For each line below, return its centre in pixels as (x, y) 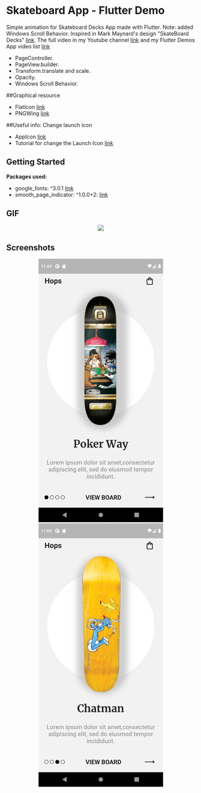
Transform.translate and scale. (53, 70)
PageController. (34, 58)
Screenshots (31, 247)
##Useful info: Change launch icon (49, 125)
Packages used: (27, 176)
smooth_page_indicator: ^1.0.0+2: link (61, 194)
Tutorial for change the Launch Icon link (64, 143)
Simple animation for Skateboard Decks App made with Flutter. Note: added (100, 27)
